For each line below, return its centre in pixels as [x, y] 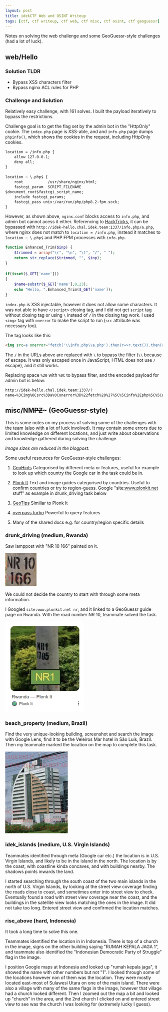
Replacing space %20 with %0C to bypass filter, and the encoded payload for [82, 375]
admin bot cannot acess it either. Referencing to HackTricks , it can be [77, 222]
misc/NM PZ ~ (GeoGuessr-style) [57, 410]
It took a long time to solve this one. [42, 931]
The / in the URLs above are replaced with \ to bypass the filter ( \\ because [83, 355]
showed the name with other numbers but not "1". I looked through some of [82, 972]
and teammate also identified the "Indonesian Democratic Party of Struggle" [84, 952]
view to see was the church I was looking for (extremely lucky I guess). [78, 1004]
